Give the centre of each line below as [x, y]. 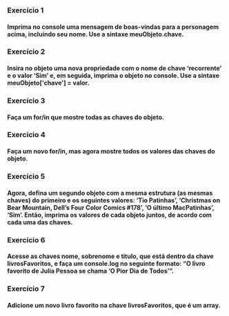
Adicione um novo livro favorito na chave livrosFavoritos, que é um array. [114, 305]
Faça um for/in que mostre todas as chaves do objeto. [86, 117]
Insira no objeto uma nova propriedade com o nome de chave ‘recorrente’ [114, 68]
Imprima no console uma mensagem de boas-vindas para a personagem [113, 27]
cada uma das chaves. [40, 222]
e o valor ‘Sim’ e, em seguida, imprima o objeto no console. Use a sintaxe [113, 76]
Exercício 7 [26, 289]
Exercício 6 [26, 240]
